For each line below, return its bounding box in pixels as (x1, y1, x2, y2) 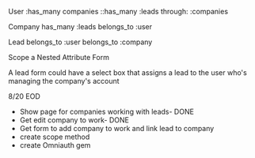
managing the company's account (8, 77, 120, 85)
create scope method (19, 132, 90, 141)
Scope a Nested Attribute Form (8, 53, 109, 62)
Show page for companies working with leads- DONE (19, 107, 194, 116)
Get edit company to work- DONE (19, 115, 129, 125)
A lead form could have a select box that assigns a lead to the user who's (8, 68, 247, 77)
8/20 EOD (8, 92, 41, 101)
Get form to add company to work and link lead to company (19, 124, 215, 133)
